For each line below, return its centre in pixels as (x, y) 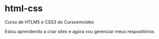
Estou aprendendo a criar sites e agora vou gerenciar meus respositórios (79, 31)
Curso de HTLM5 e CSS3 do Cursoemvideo (49, 22)
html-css (24, 9)
